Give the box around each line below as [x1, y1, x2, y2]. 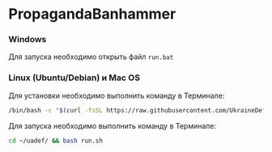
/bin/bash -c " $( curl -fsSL [8, 106, 104, 114]
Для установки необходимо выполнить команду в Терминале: [8, 91, 225, 100]
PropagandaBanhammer [8, 5, 176, 23]
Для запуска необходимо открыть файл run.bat [8, 52, 174, 61]
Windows [8, 34, 47, 45]
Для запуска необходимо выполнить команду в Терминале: [8, 120, 217, 130]
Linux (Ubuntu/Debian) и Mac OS [8, 72, 140, 83]
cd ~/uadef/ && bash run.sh [8, 137, 104, 145]
